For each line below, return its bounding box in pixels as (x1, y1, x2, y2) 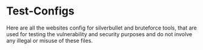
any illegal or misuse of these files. (6, 37, 93, 44)
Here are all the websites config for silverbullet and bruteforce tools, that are (6, 24, 197, 31)
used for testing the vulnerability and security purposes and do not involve (6, 30, 193, 37)
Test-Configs (6, 4, 75, 18)
